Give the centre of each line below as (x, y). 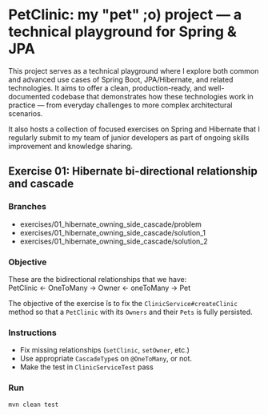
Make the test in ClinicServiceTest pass (86, 367)
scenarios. (26, 113)
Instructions (33, 332)
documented (29, 96)
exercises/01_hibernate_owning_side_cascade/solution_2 (114, 241)
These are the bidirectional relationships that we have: (98, 279)
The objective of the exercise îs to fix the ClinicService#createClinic (123, 303)
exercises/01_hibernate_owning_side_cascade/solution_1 (113, 232)
